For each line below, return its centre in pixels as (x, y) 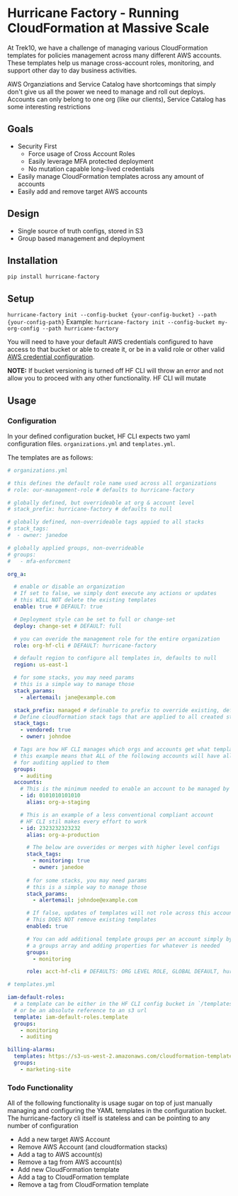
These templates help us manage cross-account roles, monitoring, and (111, 62)
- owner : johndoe (46, 737)
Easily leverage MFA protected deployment (91, 161)
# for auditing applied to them (62, 763)
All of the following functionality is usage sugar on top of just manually (110, 1103)
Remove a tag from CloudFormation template (83, 1185)
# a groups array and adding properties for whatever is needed (123, 946)
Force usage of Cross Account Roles (82, 153)
